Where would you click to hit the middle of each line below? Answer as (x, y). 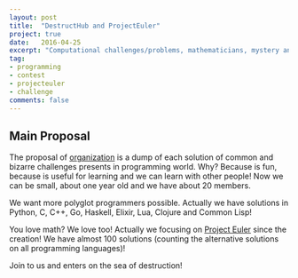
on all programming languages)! (67, 249)
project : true (35, 34)
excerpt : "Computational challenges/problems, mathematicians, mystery (144, 51)
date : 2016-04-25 (45, 42)
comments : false (39, 100)
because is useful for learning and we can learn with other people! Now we (146, 176)
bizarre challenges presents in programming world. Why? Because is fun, (143, 167)
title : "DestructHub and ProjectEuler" (85, 26)
